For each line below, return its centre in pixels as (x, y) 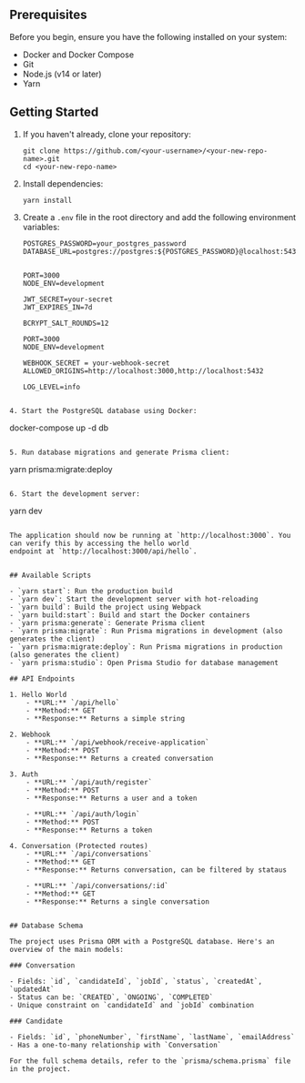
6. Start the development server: (75, 494)
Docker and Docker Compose (78, 55)
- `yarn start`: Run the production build (91, 591)
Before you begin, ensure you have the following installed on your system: (148, 36)
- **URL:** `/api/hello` (73, 703)
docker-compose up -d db (59, 428)
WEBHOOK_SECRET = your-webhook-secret (96, 363)
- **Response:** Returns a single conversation (117, 901)
